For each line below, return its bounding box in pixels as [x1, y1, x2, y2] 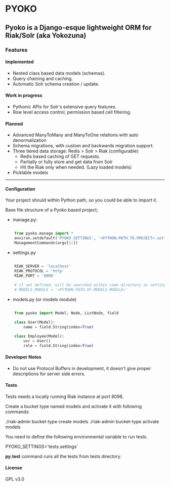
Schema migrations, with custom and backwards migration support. [12, 143, 154, 149]
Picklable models [12, 170, 49, 176]
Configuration [5, 186, 35, 192]
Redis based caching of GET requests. [20, 153, 100, 159]
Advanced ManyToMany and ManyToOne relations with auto [12, 132, 139, 138]
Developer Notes [5, 354, 41, 360]
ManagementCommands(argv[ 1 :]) [14, 240, 78, 246]
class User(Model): [14, 320, 56, 325]
